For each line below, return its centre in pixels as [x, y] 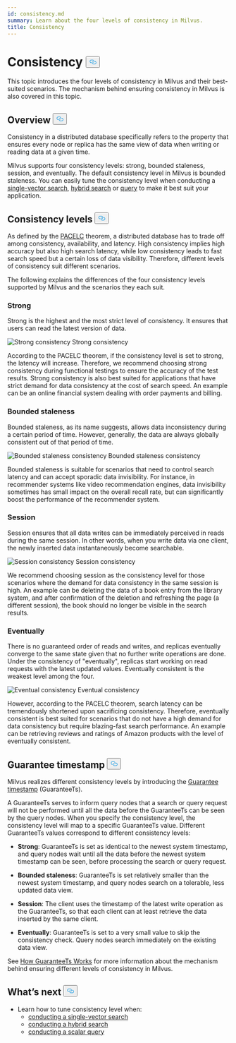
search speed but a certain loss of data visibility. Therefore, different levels [116, 258]
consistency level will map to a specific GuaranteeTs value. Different [106, 825]
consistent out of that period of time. [61, 442]
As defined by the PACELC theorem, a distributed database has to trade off [116, 236]
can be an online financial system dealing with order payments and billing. [115, 393]
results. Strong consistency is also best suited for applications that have [112, 378]
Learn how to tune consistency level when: [80, 1009]
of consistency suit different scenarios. [64, 266]
